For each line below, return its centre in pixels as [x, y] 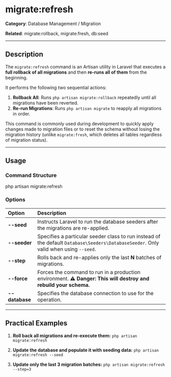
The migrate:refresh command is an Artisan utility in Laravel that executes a [85, 66]
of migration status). [26, 140]
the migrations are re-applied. [73, 228]
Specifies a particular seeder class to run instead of [99, 236]
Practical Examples [36, 323]
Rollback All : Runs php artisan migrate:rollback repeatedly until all [84, 97]
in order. [21, 114]
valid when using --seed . [67, 249]
